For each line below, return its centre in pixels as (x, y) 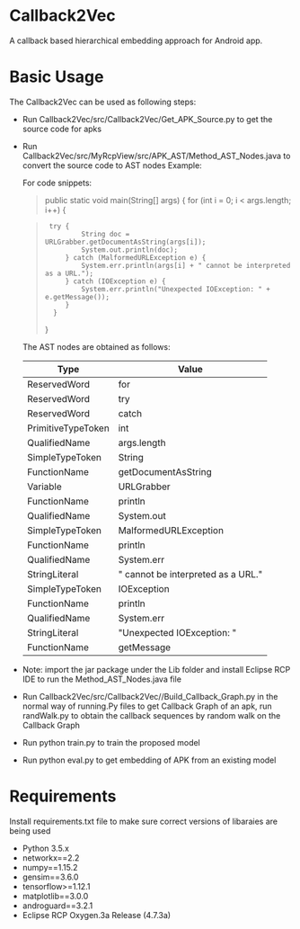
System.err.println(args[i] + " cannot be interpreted (186, 265)
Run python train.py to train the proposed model (111, 742)
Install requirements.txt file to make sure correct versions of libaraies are (144, 821)
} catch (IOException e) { (115, 281)
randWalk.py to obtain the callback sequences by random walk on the (151, 715)
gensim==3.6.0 (50, 877)
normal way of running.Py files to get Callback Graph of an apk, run (147, 706)
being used (30, 831)
